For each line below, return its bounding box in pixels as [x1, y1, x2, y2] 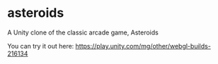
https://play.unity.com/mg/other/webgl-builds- [75, 41, 211, 50]
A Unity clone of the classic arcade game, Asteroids [7, 28, 159, 37]
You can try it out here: [7, 41, 74, 50]
